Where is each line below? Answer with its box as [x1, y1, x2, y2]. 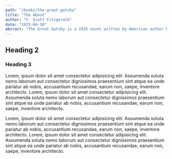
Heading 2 [5, 46, 39, 54]
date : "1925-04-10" [5, 22, 47, 27]
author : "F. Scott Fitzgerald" [5, 17, 72, 22]
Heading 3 [5, 61, 32, 68]
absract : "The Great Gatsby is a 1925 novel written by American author [5, 27, 164, 32]
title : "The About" [5, 12, 47, 17]
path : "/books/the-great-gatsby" [5, 7, 77, 13]
